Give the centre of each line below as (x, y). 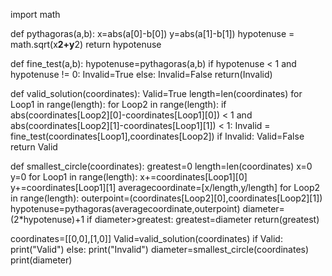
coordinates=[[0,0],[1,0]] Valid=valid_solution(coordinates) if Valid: (146, 238)
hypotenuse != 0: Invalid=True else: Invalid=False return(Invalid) (141, 74)
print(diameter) (41, 260)
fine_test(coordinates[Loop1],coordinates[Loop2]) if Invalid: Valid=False (157, 136)
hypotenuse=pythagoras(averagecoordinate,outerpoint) (125, 208)
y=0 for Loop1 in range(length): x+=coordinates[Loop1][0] (129, 177)
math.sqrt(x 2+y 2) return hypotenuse (86, 44)
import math (35, 14)
